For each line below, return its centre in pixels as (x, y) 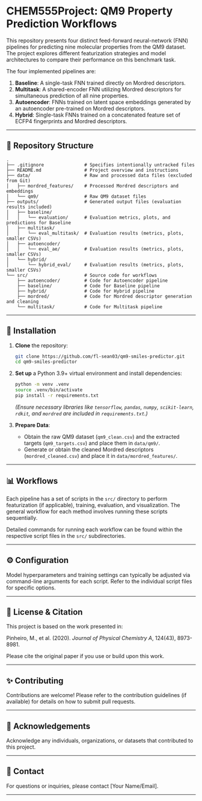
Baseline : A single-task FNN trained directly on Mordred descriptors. (100, 83)
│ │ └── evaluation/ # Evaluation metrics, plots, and (88, 218)
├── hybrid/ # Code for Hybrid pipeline (86, 291)
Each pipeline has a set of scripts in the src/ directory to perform (87, 498)
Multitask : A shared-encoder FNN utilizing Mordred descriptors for (98, 89)
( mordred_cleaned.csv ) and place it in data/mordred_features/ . (101, 455)
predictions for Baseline (38, 223)
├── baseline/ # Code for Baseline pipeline (89, 286)
